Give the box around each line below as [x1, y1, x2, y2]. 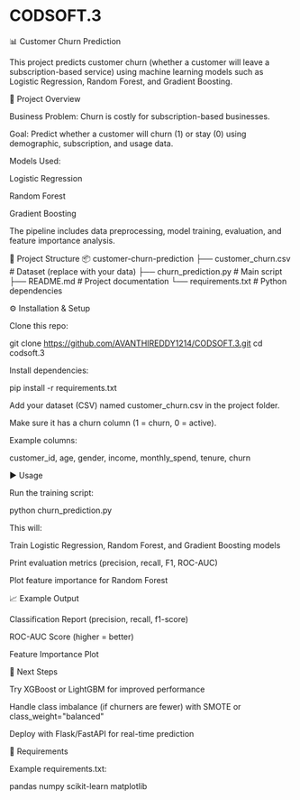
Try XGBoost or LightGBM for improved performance [9, 684, 205, 694]
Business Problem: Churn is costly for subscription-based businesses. [9, 110, 270, 122]
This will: [9, 522, 42, 533]
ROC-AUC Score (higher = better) [9, 631, 134, 642]
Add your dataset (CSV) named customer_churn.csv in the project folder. [9, 399, 280, 411]
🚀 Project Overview [9, 93, 81, 104]
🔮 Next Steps [9, 665, 59, 677]
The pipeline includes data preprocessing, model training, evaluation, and [9, 225, 282, 236]
